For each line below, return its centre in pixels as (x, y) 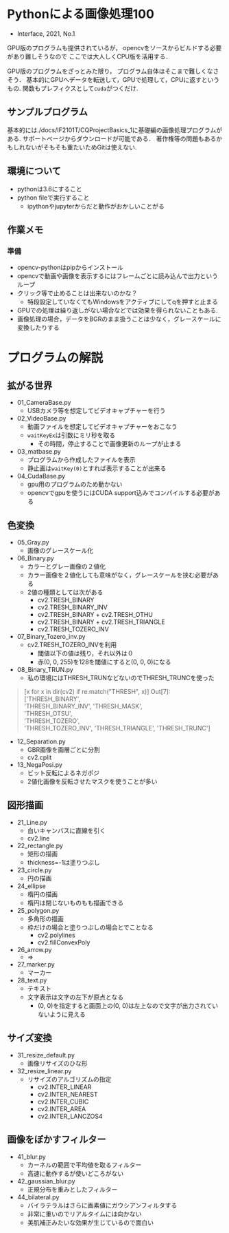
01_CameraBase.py (44, 403)
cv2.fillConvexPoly (64, 942)
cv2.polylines (56, 935)
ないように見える (61, 1014)
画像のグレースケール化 (60, 551)
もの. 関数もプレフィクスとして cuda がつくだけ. (73, 88)
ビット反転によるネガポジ (63, 773)
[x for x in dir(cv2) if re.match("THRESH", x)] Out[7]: (97, 692)
